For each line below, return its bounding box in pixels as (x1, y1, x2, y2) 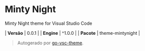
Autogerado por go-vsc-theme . (17, 39, 84, 46)
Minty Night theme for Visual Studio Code (5, 20, 92, 26)
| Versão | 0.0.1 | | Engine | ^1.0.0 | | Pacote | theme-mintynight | (5, 30, 140, 36)
